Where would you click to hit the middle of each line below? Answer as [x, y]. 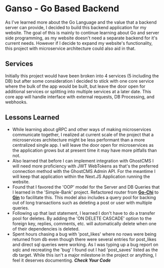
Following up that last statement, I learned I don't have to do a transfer [84, 213]
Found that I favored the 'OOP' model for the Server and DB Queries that [86, 187]
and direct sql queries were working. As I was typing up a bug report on [85, 244]
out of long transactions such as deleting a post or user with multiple [82, 202]
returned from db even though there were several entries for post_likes [84, 239]
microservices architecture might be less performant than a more [79, 140]
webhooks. [17, 102]
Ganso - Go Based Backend [62, 9]
